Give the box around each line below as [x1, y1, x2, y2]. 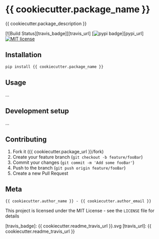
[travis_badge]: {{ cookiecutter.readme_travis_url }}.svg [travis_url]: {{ [5, 223, 152, 229]
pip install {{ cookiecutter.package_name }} [5, 64, 103, 69]
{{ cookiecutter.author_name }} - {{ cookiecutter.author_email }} [5, 198, 152, 204]
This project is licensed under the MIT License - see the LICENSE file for [5, 207, 154, 213]
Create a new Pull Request [12, 170, 69, 177]
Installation [5, 51, 42, 59]
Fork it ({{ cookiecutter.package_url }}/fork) [12, 149, 104, 155]
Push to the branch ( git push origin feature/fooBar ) [12, 165, 126, 171]
